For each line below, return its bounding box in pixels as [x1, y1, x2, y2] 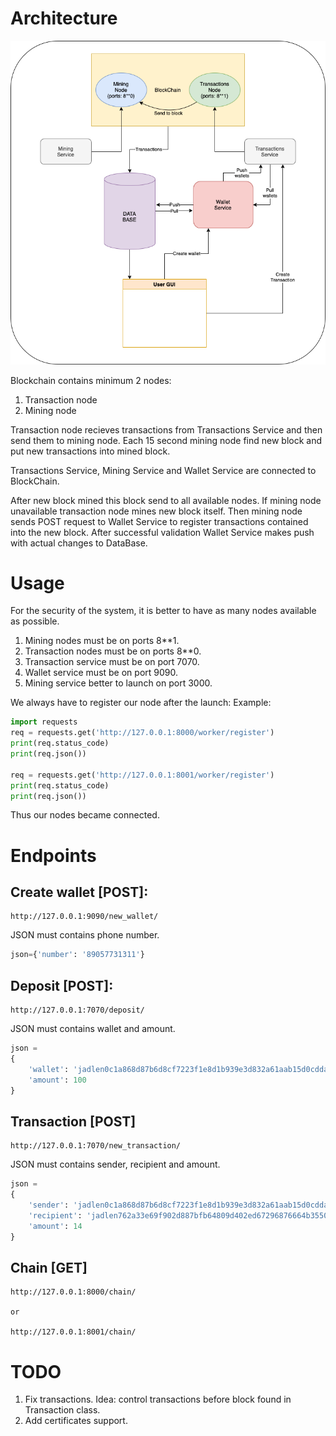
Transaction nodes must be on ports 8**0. [24, 645, 202, 657]
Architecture [10, 7, 118, 30]
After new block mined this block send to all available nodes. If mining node [10, 494, 322, 506]
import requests [10, 717, 78, 727]
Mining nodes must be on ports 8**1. [24, 635, 180, 647]
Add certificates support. [24, 1415, 128, 1427]
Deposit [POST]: [10, 977, 114, 994]
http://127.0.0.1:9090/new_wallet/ [10, 912, 159, 922]
